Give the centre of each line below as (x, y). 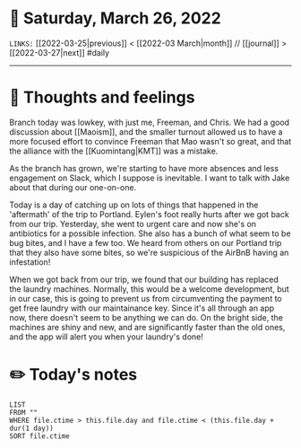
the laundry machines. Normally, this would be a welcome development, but (149, 289)
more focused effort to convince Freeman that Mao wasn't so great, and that (150, 141)
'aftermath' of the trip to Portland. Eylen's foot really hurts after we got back (149, 214)
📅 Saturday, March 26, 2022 (115, 18)
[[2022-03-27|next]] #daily (60, 52)
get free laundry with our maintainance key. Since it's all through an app (142, 308)
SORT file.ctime (39, 436)
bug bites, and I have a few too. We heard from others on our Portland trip (146, 242)
